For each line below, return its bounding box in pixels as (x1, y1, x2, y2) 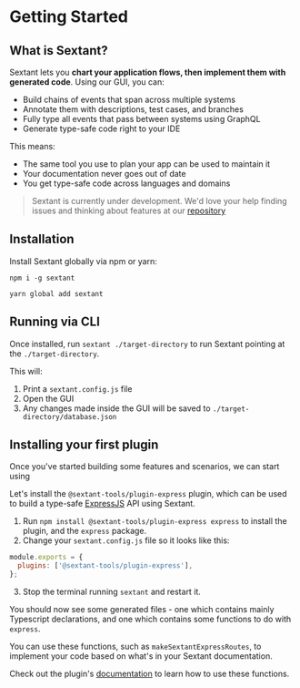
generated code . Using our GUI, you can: (9, 77, 165, 87)
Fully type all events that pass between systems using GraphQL (22, 114, 261, 124)
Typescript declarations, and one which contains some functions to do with (9, 613, 292, 625)
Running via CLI (9, 314, 100, 330)
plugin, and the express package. (22, 526, 147, 537)
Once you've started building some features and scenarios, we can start (9, 461, 280, 472)
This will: (9, 365, 43, 376)
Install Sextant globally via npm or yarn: (9, 255, 157, 266)
